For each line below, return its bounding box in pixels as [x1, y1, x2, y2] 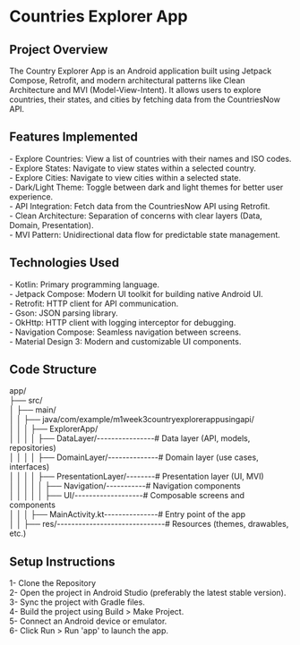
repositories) [9, 443, 56, 454]
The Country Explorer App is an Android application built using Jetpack [9, 65, 272, 76]
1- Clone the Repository [9, 578, 97, 589]
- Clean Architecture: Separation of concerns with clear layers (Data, [9, 210, 262, 221]
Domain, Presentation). [9, 219, 94, 230]
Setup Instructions [9, 554, 116, 569]
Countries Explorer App [9, 6, 188, 27]
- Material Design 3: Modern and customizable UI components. [9, 335, 242, 346]
